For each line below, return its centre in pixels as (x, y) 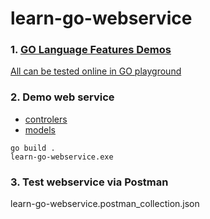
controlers (46, 119)
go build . (33, 148)
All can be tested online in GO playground (96, 71)
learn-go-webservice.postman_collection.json (105, 204)
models (40, 129)
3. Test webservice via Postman (89, 182)
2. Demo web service (62, 97)
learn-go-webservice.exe (62, 157)
